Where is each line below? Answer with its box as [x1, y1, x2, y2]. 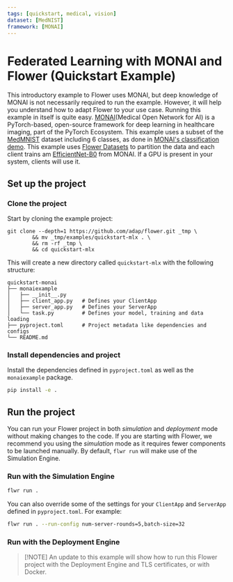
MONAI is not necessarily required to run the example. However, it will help [7, 98, 222, 107]
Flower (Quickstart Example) [7, 68, 176, 84]
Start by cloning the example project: [7, 214, 113, 223]
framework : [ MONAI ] [7, 23, 64, 30]
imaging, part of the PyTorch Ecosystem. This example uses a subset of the [7, 128, 224, 136]
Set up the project [7, 178, 86, 189]
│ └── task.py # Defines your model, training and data [7, 310, 204, 317]
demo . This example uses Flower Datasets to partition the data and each [7, 143, 215, 151]
